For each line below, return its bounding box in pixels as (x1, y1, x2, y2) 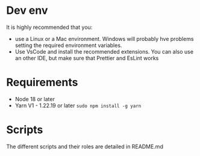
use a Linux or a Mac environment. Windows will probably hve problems (14, 35, 194, 42)
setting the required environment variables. (14, 42, 122, 49)
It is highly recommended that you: (6, 23, 93, 31)
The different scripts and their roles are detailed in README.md (6, 143, 164, 150)
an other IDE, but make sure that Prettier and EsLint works (14, 54, 159, 61)
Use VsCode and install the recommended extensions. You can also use (14, 48, 194, 55)
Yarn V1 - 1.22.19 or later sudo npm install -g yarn (14, 102, 142, 109)
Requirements (6, 76, 78, 89)
